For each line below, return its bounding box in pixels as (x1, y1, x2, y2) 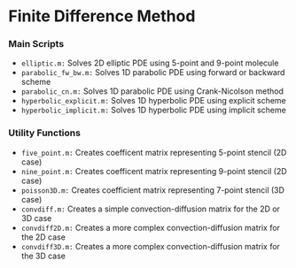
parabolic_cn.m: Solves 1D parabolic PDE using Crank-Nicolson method (20, 86, 284, 96)
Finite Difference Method (8, 6, 196, 27)
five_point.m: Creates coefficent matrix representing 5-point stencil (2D (20, 147, 287, 157)
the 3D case (20, 250, 66, 261)
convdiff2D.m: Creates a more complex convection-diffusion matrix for (20, 222, 281, 233)
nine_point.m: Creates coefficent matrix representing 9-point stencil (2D (20, 165, 287, 176)
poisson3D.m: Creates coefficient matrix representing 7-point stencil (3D (20, 184, 285, 195)
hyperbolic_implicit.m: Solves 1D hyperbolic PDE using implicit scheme (20, 104, 287, 116)
